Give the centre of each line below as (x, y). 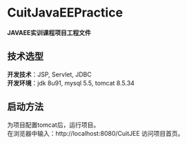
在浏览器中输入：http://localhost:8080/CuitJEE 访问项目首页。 (96, 133)
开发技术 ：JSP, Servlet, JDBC (49, 74)
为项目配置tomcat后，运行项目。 (53, 125)
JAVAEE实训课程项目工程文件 (49, 32)
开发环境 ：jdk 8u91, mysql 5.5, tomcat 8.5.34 (71, 83)
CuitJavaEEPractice (65, 13)
